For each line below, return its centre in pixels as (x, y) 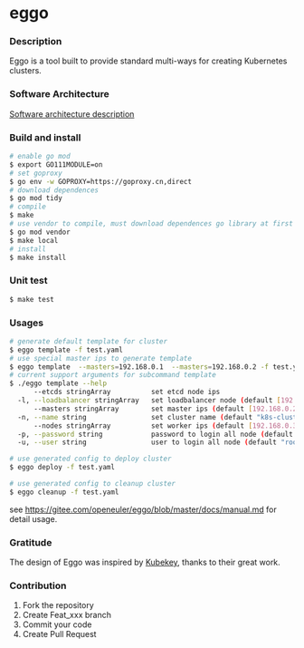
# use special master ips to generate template (101, 358)
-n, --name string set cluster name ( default (135, 417)
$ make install (38, 257)
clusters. (26, 71)
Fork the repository (58, 605)
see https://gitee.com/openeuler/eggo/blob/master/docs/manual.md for (143, 509)
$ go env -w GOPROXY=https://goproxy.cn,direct (101, 181)
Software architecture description (72, 114)
